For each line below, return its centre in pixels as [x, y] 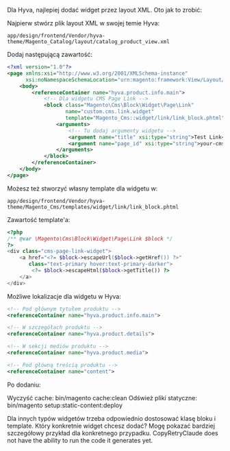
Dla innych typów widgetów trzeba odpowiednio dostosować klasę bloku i [112, 418]
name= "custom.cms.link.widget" [110, 112]
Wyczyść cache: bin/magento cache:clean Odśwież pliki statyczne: [102, 398]
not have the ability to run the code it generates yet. [80, 440]
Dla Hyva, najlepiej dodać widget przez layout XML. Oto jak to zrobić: [105, 10]
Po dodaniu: [24, 385]
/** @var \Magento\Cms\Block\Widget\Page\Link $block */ [90, 239]
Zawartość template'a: [39, 219]
